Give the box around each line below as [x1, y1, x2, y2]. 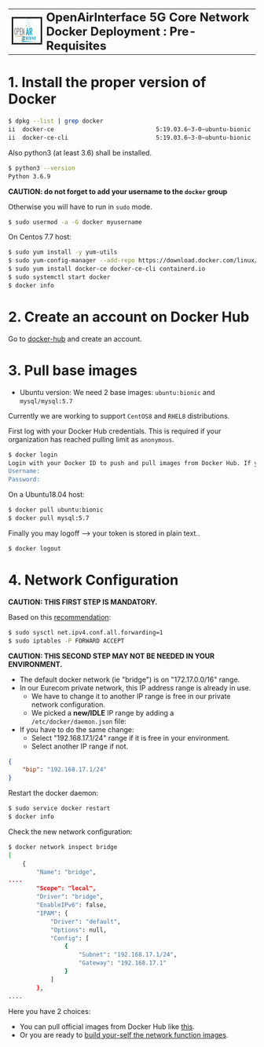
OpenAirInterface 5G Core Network [46, 9, 250, 24]
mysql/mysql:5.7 [19, 397, 73, 405]
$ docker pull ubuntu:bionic [8, 506, 104, 514]
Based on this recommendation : [8, 612, 112, 621]
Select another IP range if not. [31, 741, 129, 751]
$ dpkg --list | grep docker [8, 117, 104, 126]
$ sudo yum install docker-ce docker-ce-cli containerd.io [8, 265, 206, 273]
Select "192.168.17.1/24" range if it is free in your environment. [31, 733, 230, 742]
